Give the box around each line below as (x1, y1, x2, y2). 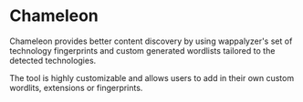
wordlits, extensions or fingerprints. (9, 82, 143, 93)
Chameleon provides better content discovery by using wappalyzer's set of (9, 36, 293, 46)
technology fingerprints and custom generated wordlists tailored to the (9, 45, 276, 56)
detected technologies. (9, 55, 97, 66)
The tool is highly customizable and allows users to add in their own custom (9, 72, 295, 83)
